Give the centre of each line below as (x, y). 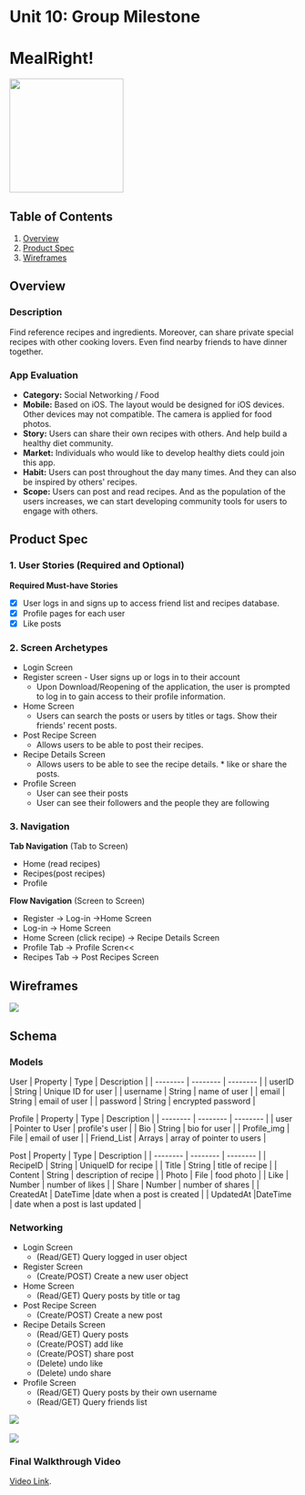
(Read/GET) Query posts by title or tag (108, 1296)
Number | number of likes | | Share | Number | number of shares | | (134, 1185)
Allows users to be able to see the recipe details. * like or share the (162, 764)
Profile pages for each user (74, 613)
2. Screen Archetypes (59, 647)
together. (26, 351)
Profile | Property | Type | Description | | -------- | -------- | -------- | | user (151, 1118)
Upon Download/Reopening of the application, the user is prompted (163, 687)
